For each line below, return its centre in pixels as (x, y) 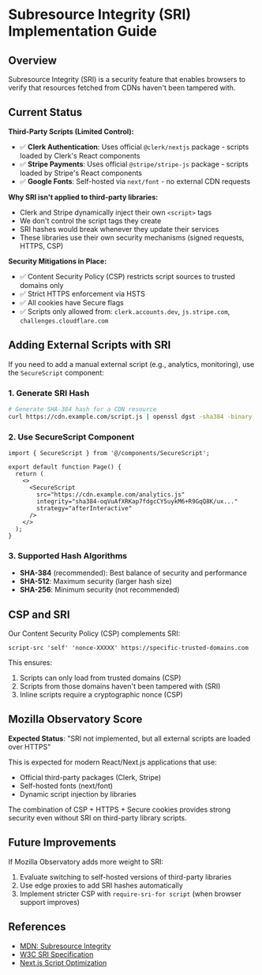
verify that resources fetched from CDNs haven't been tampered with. (122, 88)
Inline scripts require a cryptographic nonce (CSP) (101, 695)
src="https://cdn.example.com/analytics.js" (111, 495)
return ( (30, 474)
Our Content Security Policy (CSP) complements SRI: (94, 633)
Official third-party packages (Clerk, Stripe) (90, 777)
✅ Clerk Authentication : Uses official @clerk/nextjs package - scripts (134, 147)
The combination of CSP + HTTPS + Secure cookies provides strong (120, 809)
